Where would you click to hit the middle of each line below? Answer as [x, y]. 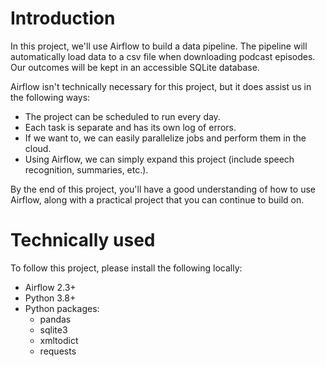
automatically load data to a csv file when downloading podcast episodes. [163, 56]
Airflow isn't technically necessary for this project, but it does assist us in [161, 86]
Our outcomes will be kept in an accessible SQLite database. [135, 67]
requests [58, 351]
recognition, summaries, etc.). [86, 169]
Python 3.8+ [50, 298]
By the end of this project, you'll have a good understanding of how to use [163, 189]
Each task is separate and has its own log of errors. [130, 127]
